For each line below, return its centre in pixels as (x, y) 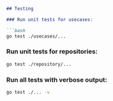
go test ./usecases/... (36, 36)
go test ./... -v (28, 92)
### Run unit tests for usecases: (50, 19)
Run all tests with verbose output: (57, 80)
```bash (16, 30)
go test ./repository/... (39, 64)
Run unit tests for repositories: (52, 51)
